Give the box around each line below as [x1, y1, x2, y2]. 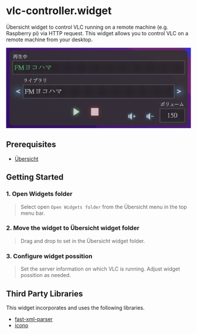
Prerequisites [6, 140, 56, 150]
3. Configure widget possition [6, 252, 93, 260]
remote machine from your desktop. [6, 36, 93, 43]
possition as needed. [20, 272, 72, 279]
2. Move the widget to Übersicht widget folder [6, 224, 140, 232]
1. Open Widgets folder [6, 190, 73, 198]
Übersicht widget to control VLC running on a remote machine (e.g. [6, 23, 168, 31]
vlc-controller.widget [6, 4, 112, 18]
